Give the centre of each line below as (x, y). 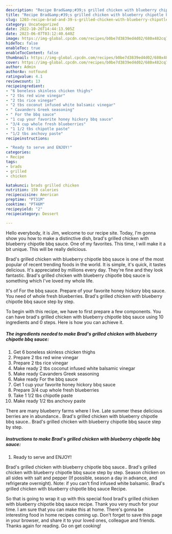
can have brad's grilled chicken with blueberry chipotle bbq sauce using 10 (85, 317)
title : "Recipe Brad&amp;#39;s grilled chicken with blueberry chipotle (85, 15)
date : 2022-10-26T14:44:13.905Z (40, 29)
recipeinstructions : (28, 138)
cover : (13, 62)
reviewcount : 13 (23, 81)
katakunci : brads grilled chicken (43, 185)
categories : (18, 152)
